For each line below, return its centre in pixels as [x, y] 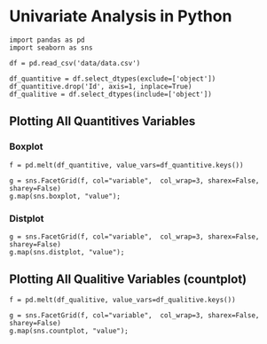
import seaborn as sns [51, 47]
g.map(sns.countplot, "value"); [69, 331]
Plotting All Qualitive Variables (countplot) [128, 280]
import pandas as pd [47, 40]
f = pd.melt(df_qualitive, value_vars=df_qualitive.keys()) [123, 300]
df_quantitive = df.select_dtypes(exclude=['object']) [113, 78]
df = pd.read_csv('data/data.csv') [75, 63]
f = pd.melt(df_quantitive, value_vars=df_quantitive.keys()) [126, 165]
